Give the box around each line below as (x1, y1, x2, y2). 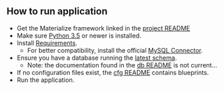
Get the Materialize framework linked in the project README (16, 24, 190, 32)
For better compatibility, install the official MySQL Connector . (27, 46, 204, 54)
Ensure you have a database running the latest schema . (16, 53, 177, 62)
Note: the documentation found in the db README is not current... (27, 60, 218, 69)
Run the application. (16, 76, 75, 84)
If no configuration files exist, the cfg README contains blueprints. (16, 68, 209, 76)
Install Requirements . (16, 38, 78, 47)
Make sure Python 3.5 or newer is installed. (16, 31, 141, 40)
